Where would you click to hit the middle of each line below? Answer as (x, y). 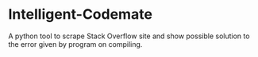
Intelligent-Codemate (81, 14)
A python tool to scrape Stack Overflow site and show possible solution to (129, 36)
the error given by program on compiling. (75, 44)
